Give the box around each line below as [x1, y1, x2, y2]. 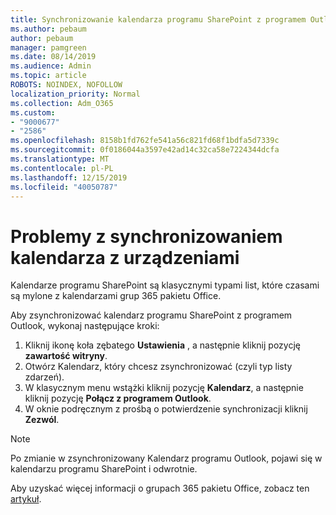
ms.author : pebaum [10, 24, 87, 34]
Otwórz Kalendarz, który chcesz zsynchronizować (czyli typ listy [24, 361, 293, 373]
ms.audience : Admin [10, 61, 92, 71]
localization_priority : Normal [10, 89, 141, 99]
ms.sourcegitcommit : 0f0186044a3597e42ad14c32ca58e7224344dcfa [10, 145, 280, 155]
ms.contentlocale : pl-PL [10, 163, 114, 173]
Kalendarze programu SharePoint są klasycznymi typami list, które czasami [10, 279, 320, 291]
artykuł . [10, 493, 42, 505]
